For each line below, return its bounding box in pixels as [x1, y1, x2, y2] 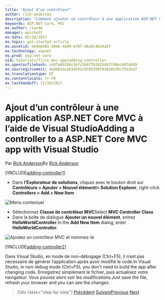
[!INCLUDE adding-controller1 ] [5, 170, 65, 176]
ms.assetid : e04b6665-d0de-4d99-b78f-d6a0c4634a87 [5, 44, 111, 49]
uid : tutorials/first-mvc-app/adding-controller [5, 58, 107, 63]
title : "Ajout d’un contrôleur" [5, 7, 71, 12]
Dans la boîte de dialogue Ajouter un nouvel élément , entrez [12, 214, 136, 220]
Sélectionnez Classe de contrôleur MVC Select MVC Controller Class [12, 209, 154, 215]
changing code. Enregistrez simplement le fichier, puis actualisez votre [5, 269, 148, 275]
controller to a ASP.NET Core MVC [5, 133, 148, 145]
